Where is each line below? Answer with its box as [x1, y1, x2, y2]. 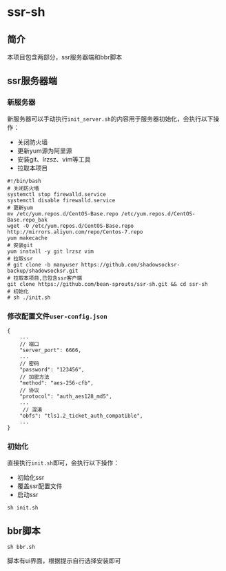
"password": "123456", [19, 366, 85, 373]
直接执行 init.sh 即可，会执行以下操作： [7, 458, 120, 467]
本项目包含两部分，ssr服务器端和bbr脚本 [7, 53, 123, 61]
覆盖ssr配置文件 [17, 482, 63, 490]
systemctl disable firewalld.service [7, 197, 116, 204]
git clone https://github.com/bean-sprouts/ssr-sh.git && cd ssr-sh [7, 280, 208, 287]
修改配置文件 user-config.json [7, 311, 108, 321]
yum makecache [7, 234, 48, 242]
